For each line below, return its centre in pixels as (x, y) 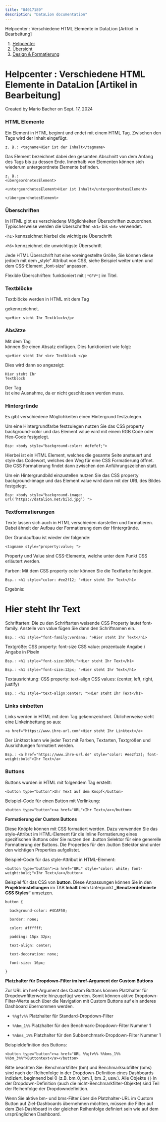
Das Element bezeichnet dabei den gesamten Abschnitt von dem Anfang (79, 156)
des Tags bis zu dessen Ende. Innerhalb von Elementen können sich (75, 162)
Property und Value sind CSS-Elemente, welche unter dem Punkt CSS (76, 556)
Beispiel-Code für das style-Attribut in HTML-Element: (60, 859)
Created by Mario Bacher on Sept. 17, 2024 (49, 109)
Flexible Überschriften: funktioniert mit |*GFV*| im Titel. (61, 276)
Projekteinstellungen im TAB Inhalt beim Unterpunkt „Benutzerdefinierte (81, 887)
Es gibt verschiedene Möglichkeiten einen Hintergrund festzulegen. (74, 416)
